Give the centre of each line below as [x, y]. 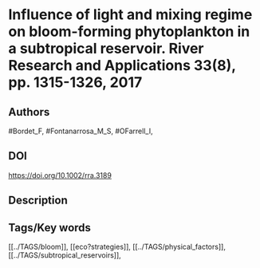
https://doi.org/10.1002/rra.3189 [60, 175]
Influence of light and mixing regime [130, 15]
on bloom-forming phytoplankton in [129, 32]
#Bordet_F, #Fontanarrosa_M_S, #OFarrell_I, [81, 131]
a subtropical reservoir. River [106, 49]
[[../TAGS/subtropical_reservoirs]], [65, 255]
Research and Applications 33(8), [122, 66]
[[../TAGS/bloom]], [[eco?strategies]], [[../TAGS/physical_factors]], [117, 247]
